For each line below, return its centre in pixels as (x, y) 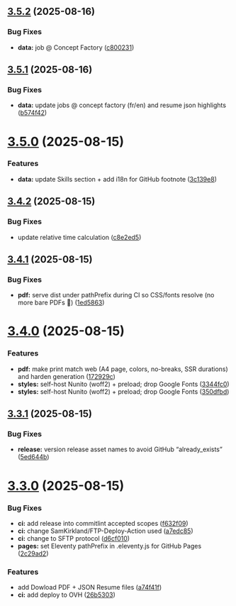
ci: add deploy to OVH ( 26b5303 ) (66, 595)
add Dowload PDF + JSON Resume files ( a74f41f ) (89, 588)
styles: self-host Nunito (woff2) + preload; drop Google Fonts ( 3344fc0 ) (123, 384)
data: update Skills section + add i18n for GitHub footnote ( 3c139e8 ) (117, 179)
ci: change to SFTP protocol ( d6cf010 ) (73, 538)
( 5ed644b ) (33, 457)
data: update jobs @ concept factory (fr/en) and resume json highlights (122, 105)
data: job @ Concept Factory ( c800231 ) (76, 47)
